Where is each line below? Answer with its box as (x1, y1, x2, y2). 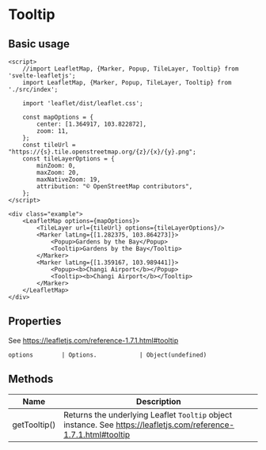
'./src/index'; (8, 85, 59, 93)
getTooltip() (12, 419, 56, 430)
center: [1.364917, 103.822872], (36, 120, 147, 128)
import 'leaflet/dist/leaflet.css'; (22, 100, 144, 108)
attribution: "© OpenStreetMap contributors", (36, 183, 193, 191)
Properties (8, 315, 62, 328)
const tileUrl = (22, 141, 77, 149)
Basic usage (8, 37, 70, 51)
